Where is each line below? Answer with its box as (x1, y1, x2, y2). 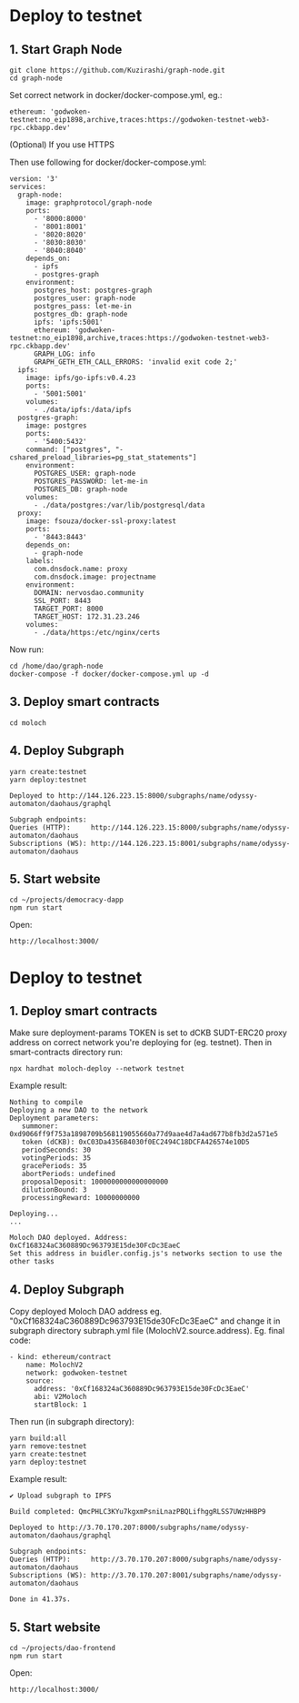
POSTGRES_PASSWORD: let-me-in (33, 477, 148, 486)
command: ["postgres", (25, 445, 112, 454)
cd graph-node (9, 74, 64, 83)
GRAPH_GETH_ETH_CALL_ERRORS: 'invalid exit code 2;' (33, 358, 238, 367)
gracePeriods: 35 (21, 1162, 88, 1171)
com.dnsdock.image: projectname (33, 572, 156, 581)
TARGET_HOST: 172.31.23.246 (33, 612, 141, 621)
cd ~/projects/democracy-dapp (9, 895, 125, 905)
